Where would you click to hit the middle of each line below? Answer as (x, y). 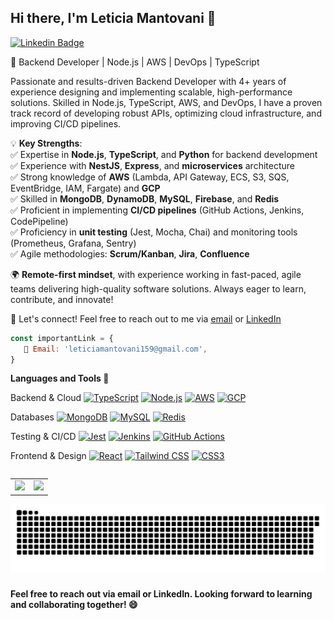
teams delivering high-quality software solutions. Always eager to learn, (158, 288)
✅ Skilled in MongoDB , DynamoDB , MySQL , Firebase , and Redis (145, 198)
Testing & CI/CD (43, 437)
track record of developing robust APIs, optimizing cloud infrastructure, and (166, 113)
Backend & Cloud (46, 398)
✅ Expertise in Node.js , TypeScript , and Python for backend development (164, 154)
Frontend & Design (48, 456)
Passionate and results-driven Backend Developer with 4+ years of (148, 81)
